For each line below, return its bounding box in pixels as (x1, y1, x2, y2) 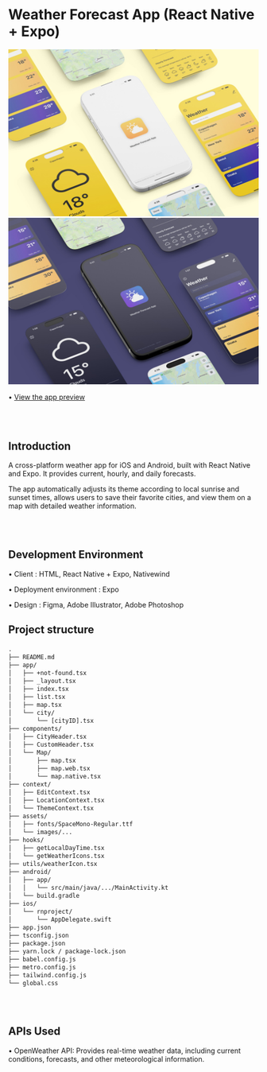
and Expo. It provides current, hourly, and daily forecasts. (8, 469, 196, 479)
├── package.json (8, 939, 66, 947)
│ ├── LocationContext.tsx (8, 796, 105, 804)
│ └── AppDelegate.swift (8, 915, 112, 923)
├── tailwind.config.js (8, 971, 87, 979)
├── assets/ (8, 812, 48, 820)
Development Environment (8, 548, 144, 561)
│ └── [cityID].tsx (8, 717, 94, 724)
